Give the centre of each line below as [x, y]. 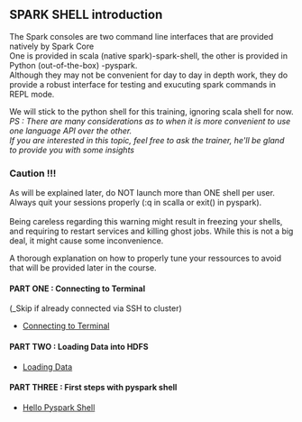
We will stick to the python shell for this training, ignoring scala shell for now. [151, 111]
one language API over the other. [71, 131]
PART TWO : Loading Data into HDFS [79, 346]
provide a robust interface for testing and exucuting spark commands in [143, 84]
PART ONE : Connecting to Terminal [78, 289]
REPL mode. [32, 94]
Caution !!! [33, 173]
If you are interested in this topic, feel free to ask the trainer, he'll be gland [147, 140]
